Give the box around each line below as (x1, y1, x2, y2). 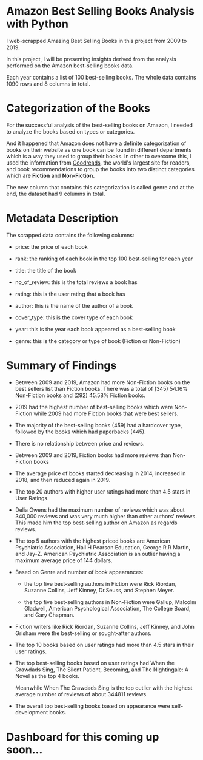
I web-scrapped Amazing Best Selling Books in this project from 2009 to (6, 37, 187, 44)
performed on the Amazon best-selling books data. (6, 62, 135, 69)
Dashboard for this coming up (6, 730, 159, 744)
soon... (6, 742, 43, 756)
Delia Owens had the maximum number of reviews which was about (15, 506, 185, 514)
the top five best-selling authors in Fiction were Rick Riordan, (24, 580, 177, 587)
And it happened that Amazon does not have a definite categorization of (6, 140, 187, 147)
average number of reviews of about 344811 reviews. (15, 690, 148, 697)
